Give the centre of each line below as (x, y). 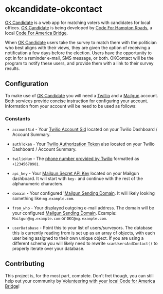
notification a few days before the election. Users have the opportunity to (78, 53)
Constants (18, 118)
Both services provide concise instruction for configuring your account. (77, 101)
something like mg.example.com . (43, 199)
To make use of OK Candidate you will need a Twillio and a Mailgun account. (81, 95)
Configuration (27, 84)
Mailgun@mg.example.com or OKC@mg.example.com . (60, 218)
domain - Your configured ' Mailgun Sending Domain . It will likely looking (83, 193)
